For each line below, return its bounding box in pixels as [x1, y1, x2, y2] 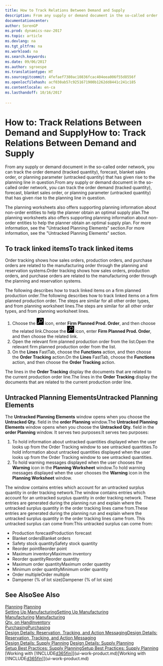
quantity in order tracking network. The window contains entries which [5, 490, 146, 495]
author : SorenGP [5, 23, 38, 28]
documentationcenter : [5, 18, 49, 23]
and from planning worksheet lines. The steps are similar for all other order [5, 303, 154, 309]
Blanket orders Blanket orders [12, 535, 71, 541]
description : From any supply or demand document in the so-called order [5, 13, 158, 18]
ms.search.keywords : [5, 54, 47, 59]
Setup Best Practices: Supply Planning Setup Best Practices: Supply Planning [5, 645, 159, 651]
